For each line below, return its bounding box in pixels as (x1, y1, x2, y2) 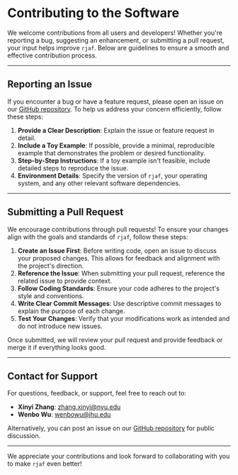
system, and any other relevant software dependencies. (17, 179, 181, 187)
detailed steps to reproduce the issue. (17, 163, 129, 172)
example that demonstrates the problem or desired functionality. (17, 148, 205, 157)
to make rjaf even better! (7, 459, 83, 468)
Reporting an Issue (7, 78, 93, 90)
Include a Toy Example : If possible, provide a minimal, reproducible (17, 141, 215, 150)
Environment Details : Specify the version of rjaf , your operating (17, 171, 208, 180)
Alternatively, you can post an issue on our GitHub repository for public (7, 424, 215, 432)
